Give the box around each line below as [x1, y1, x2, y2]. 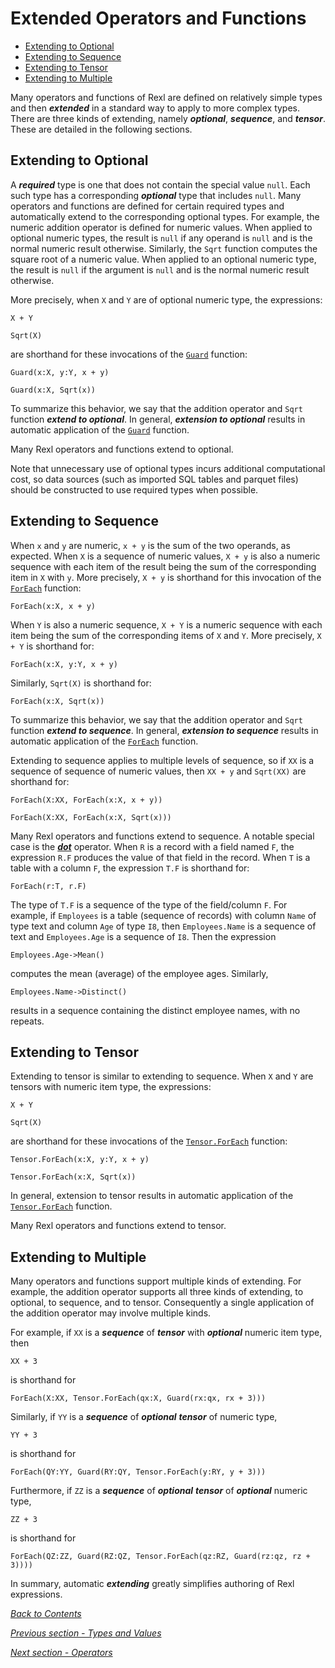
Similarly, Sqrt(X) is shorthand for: [10, 677, 152, 689]
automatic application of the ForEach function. [10, 735, 199, 747]
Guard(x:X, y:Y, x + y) [10, 367, 110, 377]
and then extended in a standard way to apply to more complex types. [10, 102, 301, 114]
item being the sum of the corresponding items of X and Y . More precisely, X [10, 629, 322, 641]
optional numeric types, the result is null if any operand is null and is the [10, 232, 313, 244]
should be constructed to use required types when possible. [10, 483, 259, 496]
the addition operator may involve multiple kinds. [10, 1307, 212, 1319]
